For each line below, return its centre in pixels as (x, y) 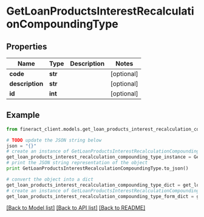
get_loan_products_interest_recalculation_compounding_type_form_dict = (100, 196)
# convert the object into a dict (50, 179)
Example (23, 115)
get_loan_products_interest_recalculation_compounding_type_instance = (99, 157)
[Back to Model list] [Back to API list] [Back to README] (76, 208)
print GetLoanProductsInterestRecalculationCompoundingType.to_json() (97, 168)
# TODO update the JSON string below (54, 140)
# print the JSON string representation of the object (77, 163)
